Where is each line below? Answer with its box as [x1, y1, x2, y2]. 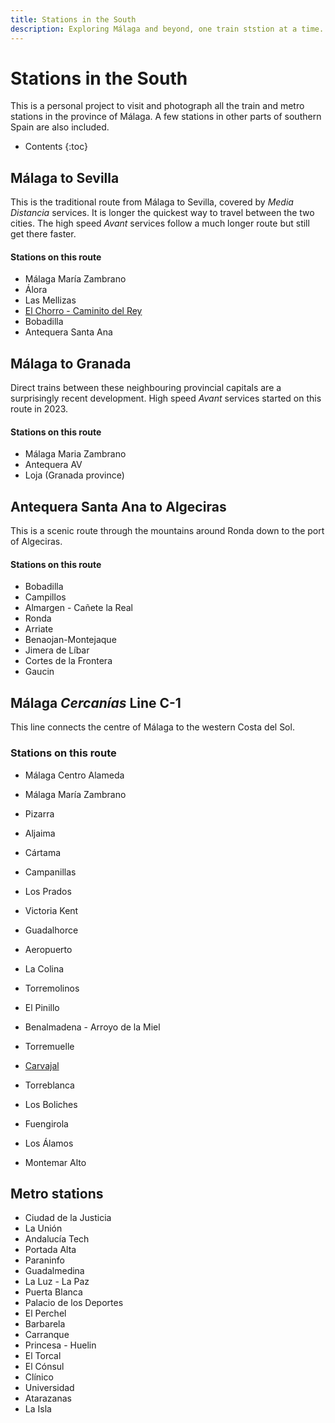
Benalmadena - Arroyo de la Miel [24, 1021, 161, 1033]
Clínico [24, 1371, 54, 1383]
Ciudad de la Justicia [24, 1212, 112, 1224]
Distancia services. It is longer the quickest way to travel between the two [10, 207, 315, 219]
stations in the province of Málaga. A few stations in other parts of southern [10, 111, 322, 123]
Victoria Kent [24, 904, 79, 916]
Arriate [24, 623, 54, 635]
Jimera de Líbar [24, 644, 90, 656]
